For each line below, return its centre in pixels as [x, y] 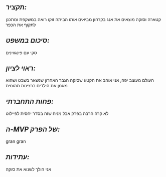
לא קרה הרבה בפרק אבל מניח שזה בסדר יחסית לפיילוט [57, 113]
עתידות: [18, 157]
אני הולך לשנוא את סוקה [29, 169]
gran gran [16, 141]
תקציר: [16, 7]
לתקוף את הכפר [21, 25]
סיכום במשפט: [28, 40]
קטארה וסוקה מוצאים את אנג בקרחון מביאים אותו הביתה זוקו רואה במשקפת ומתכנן [83, 19]
